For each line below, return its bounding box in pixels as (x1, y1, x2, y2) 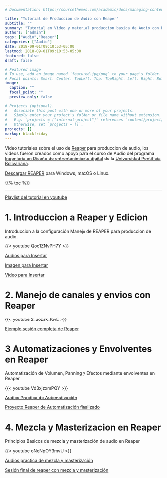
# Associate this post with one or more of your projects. (5, 108, 135, 113)
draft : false (5, 58, 32, 63)
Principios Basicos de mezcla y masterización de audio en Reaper (5, 438, 140, 444)
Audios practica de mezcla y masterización (5, 458, 93, 464)
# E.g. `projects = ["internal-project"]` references (5, 117, 123, 122)
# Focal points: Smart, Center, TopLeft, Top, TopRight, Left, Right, (5, 76, 155, 81)
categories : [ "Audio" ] (5, 39, 52, 45)
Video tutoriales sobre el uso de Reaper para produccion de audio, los (5, 145, 149, 151)
